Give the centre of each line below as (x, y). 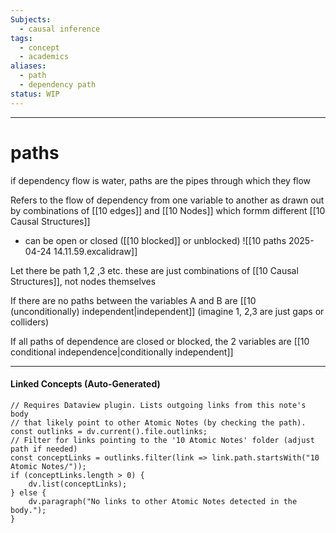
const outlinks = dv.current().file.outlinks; (109, 431)
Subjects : (31, 19)
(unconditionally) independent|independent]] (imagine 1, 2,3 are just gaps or (167, 311)
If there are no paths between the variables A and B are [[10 (133, 300)
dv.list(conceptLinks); (78, 484)
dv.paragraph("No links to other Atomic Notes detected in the (163, 501)
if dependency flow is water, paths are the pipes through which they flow (161, 180)
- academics (44, 57)
